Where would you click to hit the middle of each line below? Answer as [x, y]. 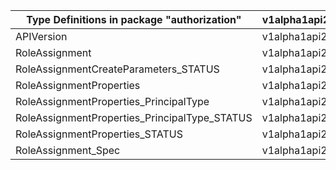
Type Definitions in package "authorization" [134, 19]
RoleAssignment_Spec [68, 150]
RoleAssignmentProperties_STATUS [99, 134]
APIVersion [41, 36]
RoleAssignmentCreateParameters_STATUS [117, 69]
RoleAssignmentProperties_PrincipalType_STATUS [134, 117]
